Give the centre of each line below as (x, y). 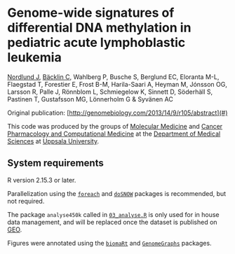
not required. (26, 201)
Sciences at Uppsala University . (53, 141)
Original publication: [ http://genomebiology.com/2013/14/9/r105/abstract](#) (117, 113)
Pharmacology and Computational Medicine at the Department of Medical (114, 134)
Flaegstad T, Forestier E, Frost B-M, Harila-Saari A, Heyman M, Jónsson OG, (117, 84)
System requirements (55, 163)
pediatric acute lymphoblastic (96, 43)
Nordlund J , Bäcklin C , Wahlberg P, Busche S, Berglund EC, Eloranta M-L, (113, 77)
